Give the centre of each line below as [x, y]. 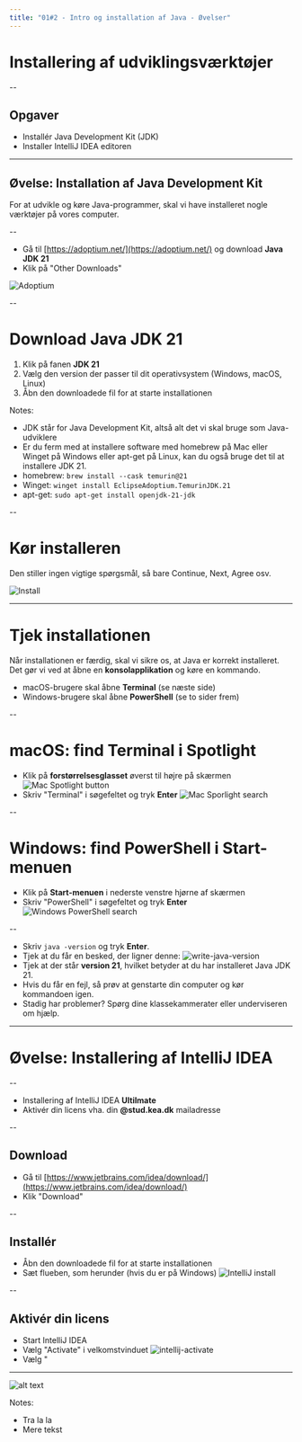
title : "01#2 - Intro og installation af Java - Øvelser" [120, 18]
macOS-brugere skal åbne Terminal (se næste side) [119, 687]
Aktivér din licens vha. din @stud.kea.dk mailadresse [121, 1109]
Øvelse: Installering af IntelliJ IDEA [141, 1058]
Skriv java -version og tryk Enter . [86, 946]
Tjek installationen [80, 636]
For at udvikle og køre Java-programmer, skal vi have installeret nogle [138, 205]
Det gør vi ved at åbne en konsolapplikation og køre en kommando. [135, 670]
